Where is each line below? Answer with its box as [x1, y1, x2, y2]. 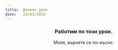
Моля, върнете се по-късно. [53, 39, 114, 45]
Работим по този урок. [54, 28, 113, 35]
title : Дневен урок [5, 7, 48, 12]
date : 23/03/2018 [5, 12, 46, 17]
